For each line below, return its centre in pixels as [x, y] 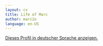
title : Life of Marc [27, 14]
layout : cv [16, 10]
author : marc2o [21, 19]
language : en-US [22, 24]
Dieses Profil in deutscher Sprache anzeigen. [52, 38]
